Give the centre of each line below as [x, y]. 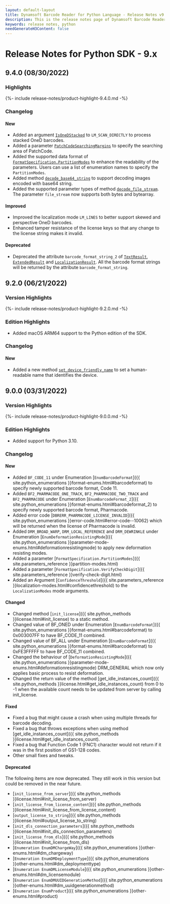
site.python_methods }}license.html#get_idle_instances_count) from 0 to [88, 684]
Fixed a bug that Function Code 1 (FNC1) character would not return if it [87, 745]
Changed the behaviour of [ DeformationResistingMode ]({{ [72, 657]
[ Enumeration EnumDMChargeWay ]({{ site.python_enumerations [75, 848]
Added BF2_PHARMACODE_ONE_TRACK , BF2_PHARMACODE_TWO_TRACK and [80, 493]
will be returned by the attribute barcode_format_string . [71, 267]
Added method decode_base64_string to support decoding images [81, 178]
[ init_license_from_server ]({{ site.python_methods [67, 794]
